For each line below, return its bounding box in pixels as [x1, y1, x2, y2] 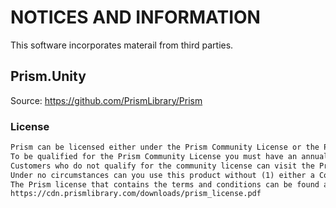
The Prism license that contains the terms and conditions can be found [10, 179, 320, 190]
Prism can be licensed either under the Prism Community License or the [10, 142, 320, 153]
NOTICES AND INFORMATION [10, 6, 261, 29]
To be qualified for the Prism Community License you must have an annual [10, 151, 329, 161]
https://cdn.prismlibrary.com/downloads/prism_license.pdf [10, 189, 262, 199]
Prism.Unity [10, 68, 87, 85]
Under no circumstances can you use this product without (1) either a [10, 170, 315, 180]
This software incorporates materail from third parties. [10, 39, 234, 51]
